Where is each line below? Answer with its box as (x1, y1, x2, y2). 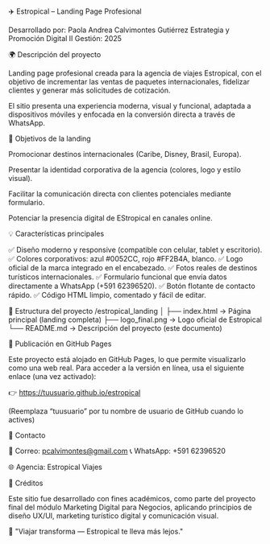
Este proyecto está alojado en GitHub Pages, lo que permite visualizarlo (8, 355, 246, 364)
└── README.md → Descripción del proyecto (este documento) (8, 324, 223, 332)
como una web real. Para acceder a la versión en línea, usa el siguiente (8, 363, 244, 373)
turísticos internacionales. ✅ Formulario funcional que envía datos (8, 272, 227, 282)
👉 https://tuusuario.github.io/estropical (8, 388, 141, 397)
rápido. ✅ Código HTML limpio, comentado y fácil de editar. (8, 291, 207, 299)
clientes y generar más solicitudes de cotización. (8, 85, 171, 95)
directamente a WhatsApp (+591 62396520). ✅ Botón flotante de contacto (8, 281, 255, 291)
